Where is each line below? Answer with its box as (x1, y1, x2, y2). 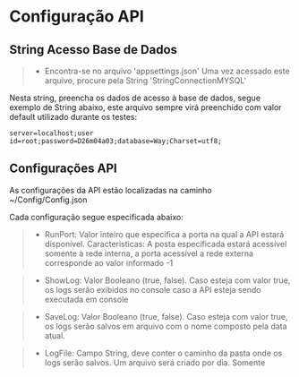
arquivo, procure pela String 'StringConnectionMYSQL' (44, 75, 247, 86)
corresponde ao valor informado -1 (44, 257, 174, 268)
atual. (44, 330, 65, 341)
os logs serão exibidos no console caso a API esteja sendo (44, 284, 261, 295)
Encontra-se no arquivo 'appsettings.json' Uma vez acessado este (44, 65, 290, 76)
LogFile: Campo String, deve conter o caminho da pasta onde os (44, 347, 283, 358)
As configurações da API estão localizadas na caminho (9, 184, 212, 195)
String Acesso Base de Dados (9, 42, 177, 57)
